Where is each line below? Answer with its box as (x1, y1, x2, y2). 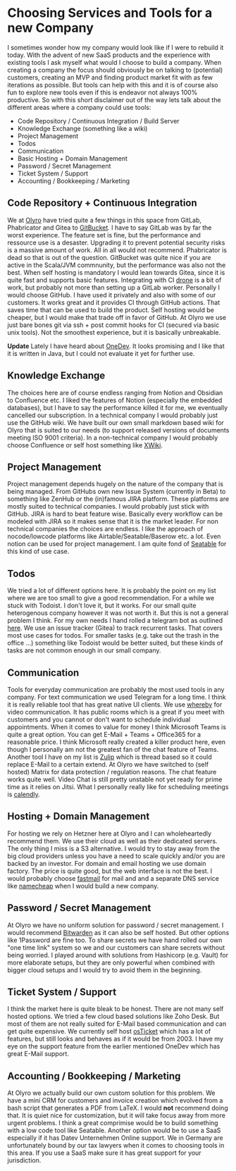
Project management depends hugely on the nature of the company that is (7, 480, 224, 488)
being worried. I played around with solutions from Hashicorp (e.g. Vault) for (7, 950, 229, 959)
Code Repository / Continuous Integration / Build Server (17, 116, 180, 125)
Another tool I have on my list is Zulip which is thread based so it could (7, 752, 213, 761)
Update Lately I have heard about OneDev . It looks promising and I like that (7, 342, 225, 350)
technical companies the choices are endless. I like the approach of (7, 525, 204, 533)
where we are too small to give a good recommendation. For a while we (7, 594, 215, 602)
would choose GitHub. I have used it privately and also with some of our (7, 290, 216, 299)
